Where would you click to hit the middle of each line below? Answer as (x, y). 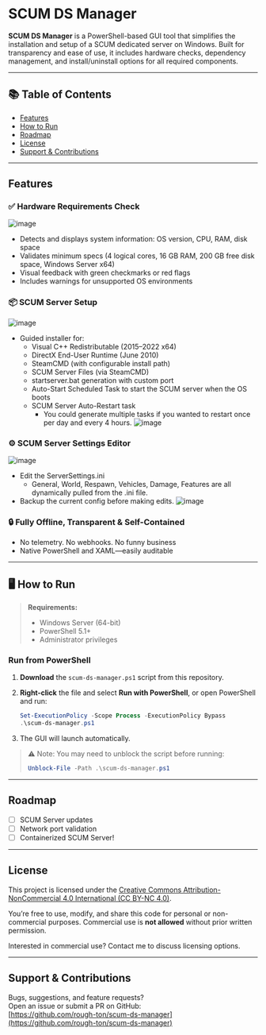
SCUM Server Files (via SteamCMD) (90, 372)
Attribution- (202, 890)
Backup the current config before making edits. (97, 501)
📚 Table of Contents (60, 95)
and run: (33, 701)
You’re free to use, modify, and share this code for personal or (110, 913)
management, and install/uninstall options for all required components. (123, 61)
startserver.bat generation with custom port (103, 380)
